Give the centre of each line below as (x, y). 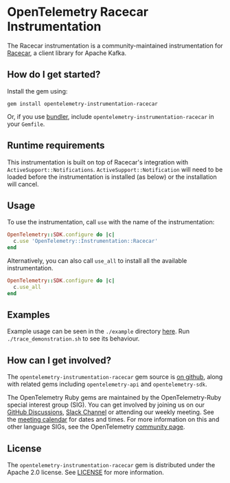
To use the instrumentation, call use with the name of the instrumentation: (111, 222)
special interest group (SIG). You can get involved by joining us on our (106, 405)
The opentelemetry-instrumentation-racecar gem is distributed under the (111, 465)
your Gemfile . (26, 124)
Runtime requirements (56, 146)
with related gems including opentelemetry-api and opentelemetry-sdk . (107, 384)
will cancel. (23, 184)
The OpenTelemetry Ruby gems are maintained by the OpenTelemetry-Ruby (114, 398)
